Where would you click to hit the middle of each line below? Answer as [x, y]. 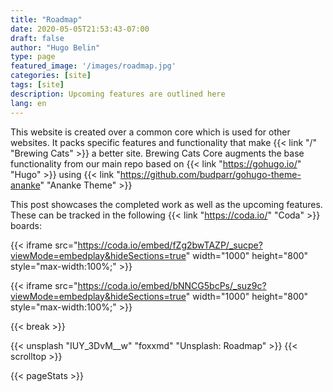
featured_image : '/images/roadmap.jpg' [93, 66]
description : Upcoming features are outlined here [118, 94]
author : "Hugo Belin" [55, 47]
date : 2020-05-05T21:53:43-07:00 [80, 29]
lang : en [28, 103]
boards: [26, 225]
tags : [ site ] [37, 85]
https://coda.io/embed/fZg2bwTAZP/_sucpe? [170, 245]
